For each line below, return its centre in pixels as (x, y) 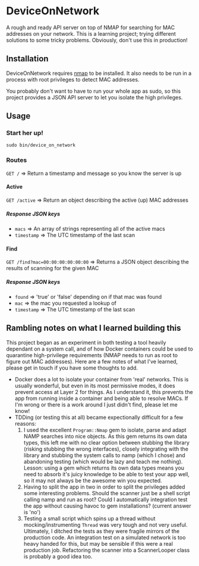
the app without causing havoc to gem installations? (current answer (108, 506)
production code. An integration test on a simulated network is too (105, 537)
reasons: (26, 423)
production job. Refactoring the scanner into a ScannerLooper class (107, 550)
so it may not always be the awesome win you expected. (93, 480)
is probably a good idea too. (58, 556)
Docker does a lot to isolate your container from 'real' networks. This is (102, 379)
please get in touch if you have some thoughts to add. (72, 368)
